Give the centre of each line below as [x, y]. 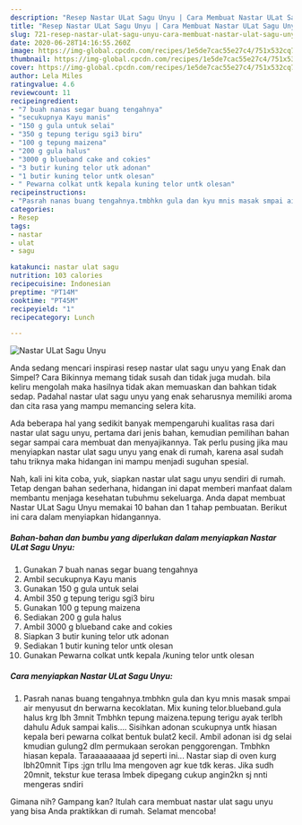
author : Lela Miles [47, 76]
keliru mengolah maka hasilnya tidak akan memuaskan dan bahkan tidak [143, 387]
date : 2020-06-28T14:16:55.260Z [70, 43]
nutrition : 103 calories [56, 276]
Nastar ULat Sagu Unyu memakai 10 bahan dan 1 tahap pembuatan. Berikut [149, 508]
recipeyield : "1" [43, 309]
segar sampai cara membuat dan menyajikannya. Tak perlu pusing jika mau [149, 443]
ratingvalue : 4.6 [43, 84]
